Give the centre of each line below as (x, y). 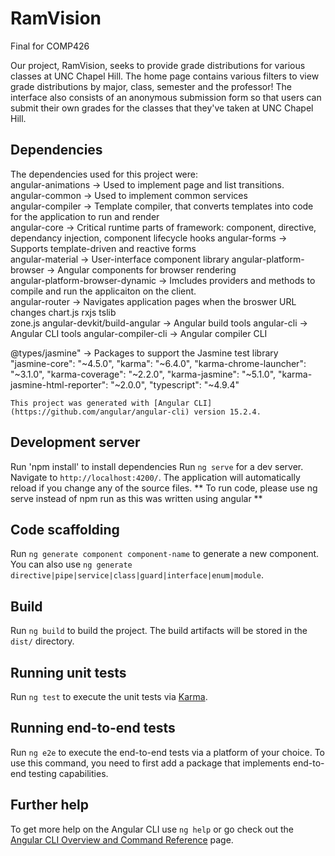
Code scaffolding (65, 529)
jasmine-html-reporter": (59, 384)
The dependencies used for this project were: (104, 174)
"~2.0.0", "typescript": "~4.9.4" (175, 384)
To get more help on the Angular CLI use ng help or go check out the (152, 829)
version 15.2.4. (227, 412)
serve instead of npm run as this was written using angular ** (136, 498)
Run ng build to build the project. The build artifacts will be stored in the (159, 631)
